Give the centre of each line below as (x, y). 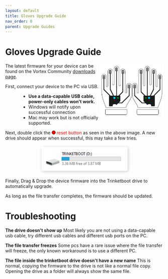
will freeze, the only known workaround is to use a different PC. (71, 251)
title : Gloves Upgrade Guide (36, 16)
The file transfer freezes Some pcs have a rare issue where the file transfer (84, 246)
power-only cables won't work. (62, 102)
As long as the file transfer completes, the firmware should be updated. (79, 196)
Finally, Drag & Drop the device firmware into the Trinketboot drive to (76, 181)
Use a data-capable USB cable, (61, 96)
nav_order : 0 (19, 21)
